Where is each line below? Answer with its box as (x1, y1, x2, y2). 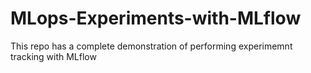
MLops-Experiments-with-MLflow (10, 7, 302, 30)
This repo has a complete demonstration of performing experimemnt (10, 40, 293, 52)
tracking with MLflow (10, 50, 97, 62)
